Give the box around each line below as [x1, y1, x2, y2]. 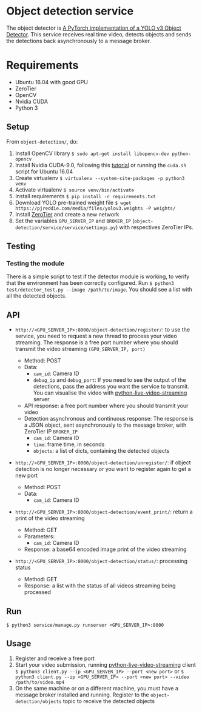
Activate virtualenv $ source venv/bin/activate [15, 186, 135, 193]
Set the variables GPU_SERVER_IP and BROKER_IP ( [15, 217, 135, 224]
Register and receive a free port [15, 655, 95, 662]
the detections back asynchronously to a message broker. [6, 37, 152, 44]
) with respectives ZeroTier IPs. [115, 223, 194, 231]
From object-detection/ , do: [6, 138, 78, 145]
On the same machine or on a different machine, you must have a [15, 684, 179, 692]
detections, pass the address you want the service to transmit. [33, 383, 189, 390]
